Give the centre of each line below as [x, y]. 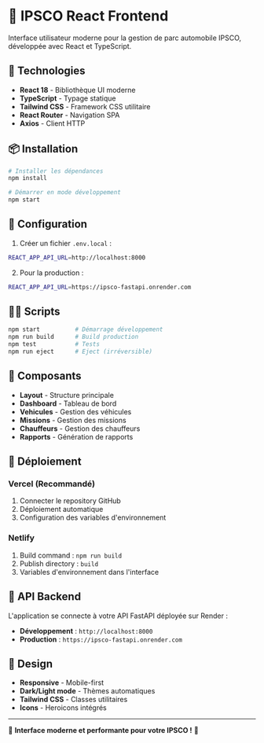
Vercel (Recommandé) [52, 484]
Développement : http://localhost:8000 [86, 631]
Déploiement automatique [61, 509]
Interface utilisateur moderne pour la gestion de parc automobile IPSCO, [125, 38]
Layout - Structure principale [66, 395]
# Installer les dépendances [56, 171]
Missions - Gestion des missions [73, 420]
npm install [27, 178]
